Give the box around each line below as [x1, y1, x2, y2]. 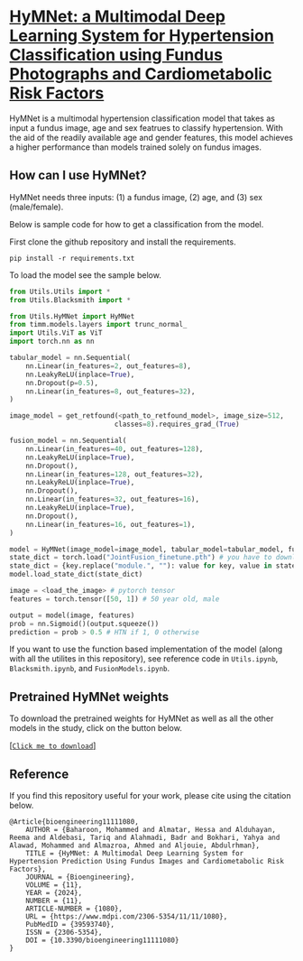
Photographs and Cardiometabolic [9, 64, 272, 85]
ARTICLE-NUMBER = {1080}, [25, 904, 124, 913]
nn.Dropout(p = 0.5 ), [25, 378, 99, 387]
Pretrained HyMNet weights [9, 688, 170, 705]
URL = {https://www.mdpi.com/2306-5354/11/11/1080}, [25, 912, 228, 921]
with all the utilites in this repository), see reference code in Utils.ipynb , [9, 653, 279, 664]
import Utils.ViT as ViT [9, 328, 103, 337]
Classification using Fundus [9, 45, 224, 65]
